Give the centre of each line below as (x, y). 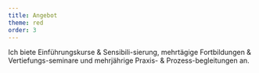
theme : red (26, 23)
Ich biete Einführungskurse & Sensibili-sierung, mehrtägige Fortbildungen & (130, 53)
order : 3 (22, 30)
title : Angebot (33, 15)
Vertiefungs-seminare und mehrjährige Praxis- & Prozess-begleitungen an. (129, 60)
